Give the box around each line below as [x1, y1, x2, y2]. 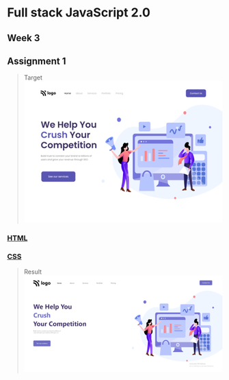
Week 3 [7, 32, 40, 44]
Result [23, 268, 42, 276]
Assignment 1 [7, 55, 66, 67]
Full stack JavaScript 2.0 [7, 5, 150, 21]
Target [23, 73, 43, 82]
